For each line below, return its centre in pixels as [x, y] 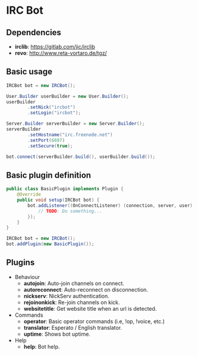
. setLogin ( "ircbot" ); [54, 113]
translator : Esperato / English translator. [73, 327]
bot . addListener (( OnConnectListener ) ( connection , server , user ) [110, 205]
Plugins [21, 263]
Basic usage [29, 72]
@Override [29, 194]
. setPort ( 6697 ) [46, 140]
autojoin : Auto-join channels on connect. [74, 283]
